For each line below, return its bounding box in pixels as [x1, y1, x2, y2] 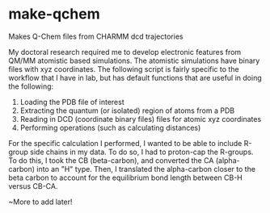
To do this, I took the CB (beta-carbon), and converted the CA [8, 155, 214, 165]
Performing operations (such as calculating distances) [19, 123, 201, 132]
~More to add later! [8, 197, 73, 207]
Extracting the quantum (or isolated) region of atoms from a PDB [19, 106, 235, 115]
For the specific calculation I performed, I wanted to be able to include [8, 138, 243, 148]
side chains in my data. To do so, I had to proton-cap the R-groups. [29, 147, 254, 157]
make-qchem [8, 5, 100, 23]
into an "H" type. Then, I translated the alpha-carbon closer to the [36, 164, 256, 173]
